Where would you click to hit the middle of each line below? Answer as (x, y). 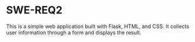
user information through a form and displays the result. (74, 32)
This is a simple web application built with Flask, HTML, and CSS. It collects (98, 26)
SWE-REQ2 (34, 10)
